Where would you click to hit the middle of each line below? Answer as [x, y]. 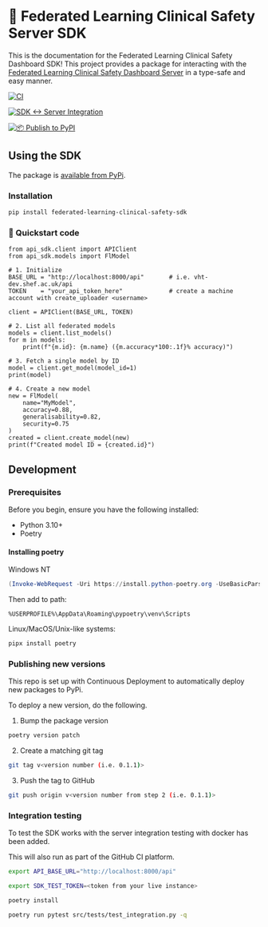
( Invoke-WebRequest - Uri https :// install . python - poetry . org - [114, 584]
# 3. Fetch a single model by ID [64, 361]
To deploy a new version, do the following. [78, 705]
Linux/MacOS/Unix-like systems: [62, 628]
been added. [29, 842]
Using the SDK [45, 156]
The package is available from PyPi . [67, 175]
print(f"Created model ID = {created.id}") [82, 445]
